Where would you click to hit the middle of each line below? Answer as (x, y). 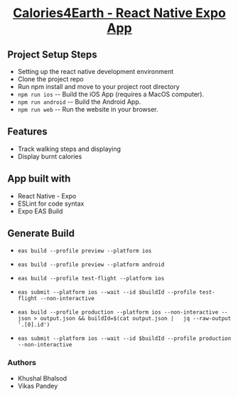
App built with (39, 179)
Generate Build (41, 234)
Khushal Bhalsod (42, 378)
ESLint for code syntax (51, 203)
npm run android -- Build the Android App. (79, 102)
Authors (22, 363)
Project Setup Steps (52, 54)
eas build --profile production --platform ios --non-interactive (118, 312)
